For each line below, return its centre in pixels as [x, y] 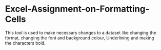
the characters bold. [25, 43]
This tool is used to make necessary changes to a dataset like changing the [81, 33]
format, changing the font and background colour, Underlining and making [80, 38]
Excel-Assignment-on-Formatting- [77, 9]
